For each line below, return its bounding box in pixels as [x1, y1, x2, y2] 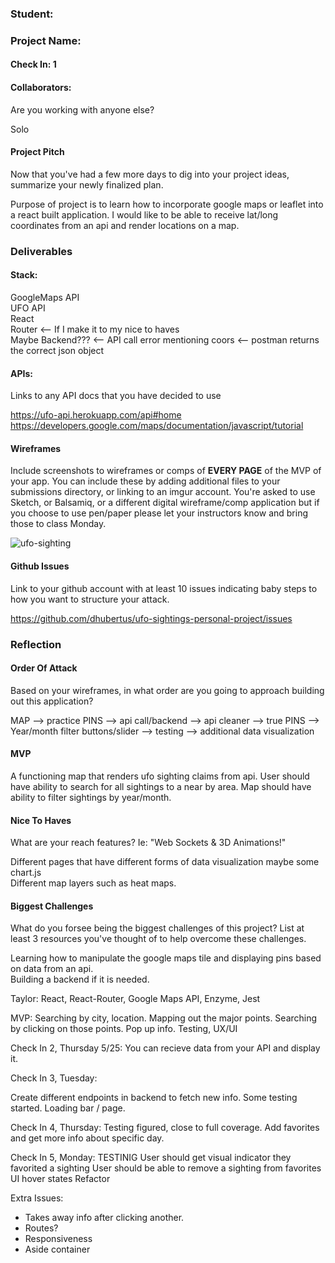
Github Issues [10, 560, 70, 572]
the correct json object [10, 344, 105, 356]
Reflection [10, 637, 62, 651]
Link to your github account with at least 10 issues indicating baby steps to [10, 582, 318, 594]
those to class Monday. [10, 518, 107, 530]
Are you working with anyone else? [10, 103, 155, 116]
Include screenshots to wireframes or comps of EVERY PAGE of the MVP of [10, 465, 322, 477]
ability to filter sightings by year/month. [10, 791, 172, 803]
